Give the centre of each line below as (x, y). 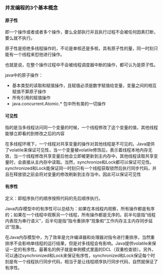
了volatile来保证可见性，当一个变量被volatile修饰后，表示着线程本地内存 (77, 150)
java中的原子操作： (24, 75)
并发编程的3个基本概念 (32, 7)
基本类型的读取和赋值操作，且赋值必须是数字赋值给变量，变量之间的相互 (84, 86)
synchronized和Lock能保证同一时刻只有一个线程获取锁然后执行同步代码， (79, 168)
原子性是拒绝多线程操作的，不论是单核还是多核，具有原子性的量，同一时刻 (79, 48)
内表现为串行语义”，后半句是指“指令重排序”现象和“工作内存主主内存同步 (77, 220)
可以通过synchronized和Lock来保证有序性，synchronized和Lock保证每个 (78, 255)
